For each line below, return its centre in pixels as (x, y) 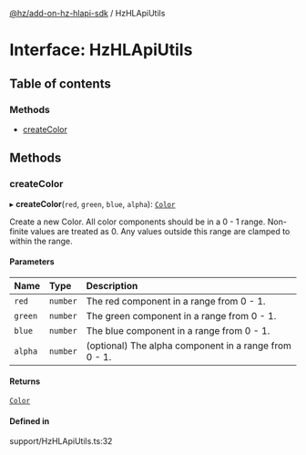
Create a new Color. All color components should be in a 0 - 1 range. (138, 222)
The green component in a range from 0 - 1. (181, 315)
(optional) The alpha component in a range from (189, 346)
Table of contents (60, 83)
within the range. (41, 241)
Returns (25, 381)
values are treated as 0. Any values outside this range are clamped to (160, 231)
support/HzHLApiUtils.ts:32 (61, 441)
